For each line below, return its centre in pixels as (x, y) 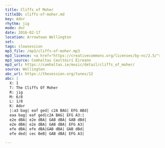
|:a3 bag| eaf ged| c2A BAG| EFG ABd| (49, 111)
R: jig (16, 92)
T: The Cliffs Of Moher (34, 88)
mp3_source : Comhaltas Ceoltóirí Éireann (48, 60)
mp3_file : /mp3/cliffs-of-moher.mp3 (42, 51)
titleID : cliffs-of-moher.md (35, 14)
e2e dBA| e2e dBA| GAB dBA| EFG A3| (47, 124)
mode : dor (15, 28)
